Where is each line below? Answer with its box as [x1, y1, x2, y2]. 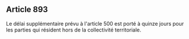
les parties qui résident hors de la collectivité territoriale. [6, 26, 142, 33]
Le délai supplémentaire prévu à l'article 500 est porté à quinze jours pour [6, 20, 184, 27]
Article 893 [6, 5, 48, 15]
